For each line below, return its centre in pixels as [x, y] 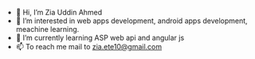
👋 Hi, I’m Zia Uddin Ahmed [59, 12]
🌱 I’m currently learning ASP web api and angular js [100, 37]
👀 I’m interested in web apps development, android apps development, [132, 21]
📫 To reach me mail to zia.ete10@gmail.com [89, 47]
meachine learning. [47, 29]
